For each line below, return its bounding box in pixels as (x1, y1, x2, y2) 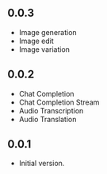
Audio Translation (18, 114, 77, 124)
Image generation (18, 27, 77, 37)
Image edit (18, 36, 55, 45)
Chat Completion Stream (18, 97, 100, 107)
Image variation (18, 44, 71, 54)
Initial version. (18, 159, 65, 168)
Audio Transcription (18, 105, 84, 115)
